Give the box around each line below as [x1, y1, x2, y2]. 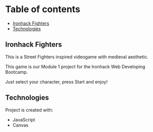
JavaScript [12, 116, 35, 122]
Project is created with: [5, 107, 54, 113]
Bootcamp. [5, 69, 28, 75]
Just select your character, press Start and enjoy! [5, 78, 108, 84]
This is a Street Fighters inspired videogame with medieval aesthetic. [5, 54, 148, 60]
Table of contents [5, 4, 81, 15]
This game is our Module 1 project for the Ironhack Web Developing [5, 63, 145, 69]
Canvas [12, 122, 29, 128]
